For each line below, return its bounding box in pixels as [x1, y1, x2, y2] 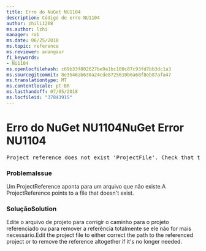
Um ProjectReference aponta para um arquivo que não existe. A [6, 182, 166, 190]
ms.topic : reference [6, 43, 59, 50]
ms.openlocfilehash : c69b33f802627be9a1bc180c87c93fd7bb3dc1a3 [6, 66, 172, 72]
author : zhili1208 [6, 20, 53, 26]
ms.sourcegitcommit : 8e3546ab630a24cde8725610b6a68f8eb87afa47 [6, 72, 172, 78]
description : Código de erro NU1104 [6, 15, 100, 21]
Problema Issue [6, 169, 52, 178]
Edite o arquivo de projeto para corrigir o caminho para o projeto [6, 219, 170, 226]
